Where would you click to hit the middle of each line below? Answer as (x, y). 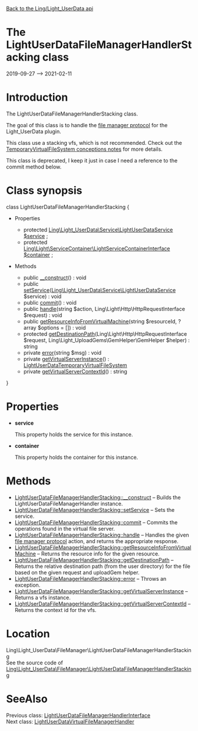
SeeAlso (27, 699)
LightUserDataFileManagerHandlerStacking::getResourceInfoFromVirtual (103, 547)
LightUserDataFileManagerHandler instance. (69, 504)
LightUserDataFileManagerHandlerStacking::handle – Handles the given (102, 535)
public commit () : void (50, 302)
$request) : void (43, 315)
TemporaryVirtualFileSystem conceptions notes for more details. (85, 149)
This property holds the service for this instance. (74, 434)
